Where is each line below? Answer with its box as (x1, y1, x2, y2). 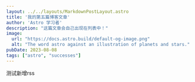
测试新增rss (6, 69, 35, 77)
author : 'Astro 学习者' (6, 19, 62, 25)
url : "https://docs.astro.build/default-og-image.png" (11, 36, 150, 42)
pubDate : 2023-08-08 (6, 47, 58, 53)
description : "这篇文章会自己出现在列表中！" (6, 25, 108, 31)
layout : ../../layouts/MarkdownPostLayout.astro (6, 8, 129, 15)
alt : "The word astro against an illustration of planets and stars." (11, 42, 190, 48)
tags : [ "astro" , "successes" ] (6, 53, 81, 58)
